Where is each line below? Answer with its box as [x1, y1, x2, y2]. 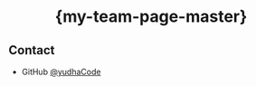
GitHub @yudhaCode [21, 66, 101, 77]
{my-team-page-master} [54, 6, 248, 27]
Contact [8, 43, 55, 58]
